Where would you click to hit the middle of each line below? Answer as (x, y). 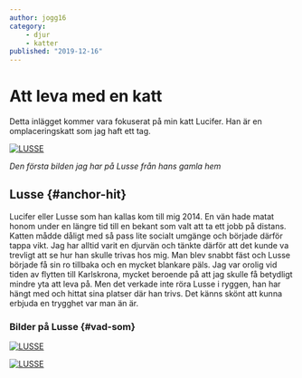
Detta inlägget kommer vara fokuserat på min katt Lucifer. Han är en (136, 121)
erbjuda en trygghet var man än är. (74, 303)
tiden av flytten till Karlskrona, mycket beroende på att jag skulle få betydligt (151, 274)
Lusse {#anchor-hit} (68, 194)
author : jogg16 (38, 18)
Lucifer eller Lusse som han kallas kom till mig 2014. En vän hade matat (142, 216)
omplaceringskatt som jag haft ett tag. (80, 131)
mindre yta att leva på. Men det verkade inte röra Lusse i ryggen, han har (145, 284)
